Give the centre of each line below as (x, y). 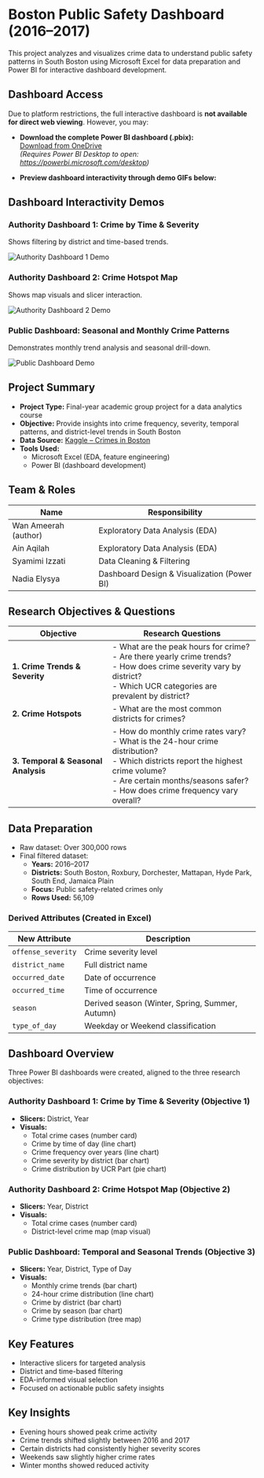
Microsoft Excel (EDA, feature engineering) (101, 457)
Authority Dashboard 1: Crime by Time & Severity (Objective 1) (129, 1101)
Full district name (115, 964)
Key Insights (39, 1413)
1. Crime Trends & (46, 667)
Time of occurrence (121, 990)
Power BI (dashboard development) (89, 465)
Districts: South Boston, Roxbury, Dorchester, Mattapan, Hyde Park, (141, 873)
